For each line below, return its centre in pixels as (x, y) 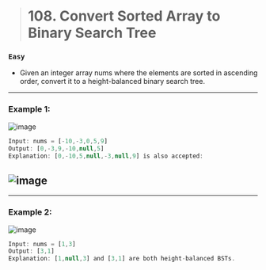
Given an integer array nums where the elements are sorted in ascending (139, 73)
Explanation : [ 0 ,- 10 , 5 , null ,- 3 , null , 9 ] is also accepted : (106, 156)
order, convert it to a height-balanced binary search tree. (112, 82)
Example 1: (29, 109)
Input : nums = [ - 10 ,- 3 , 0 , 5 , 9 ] (58, 141)
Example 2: (30, 212)
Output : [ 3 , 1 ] (32, 251)
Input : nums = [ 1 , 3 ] (42, 244)
